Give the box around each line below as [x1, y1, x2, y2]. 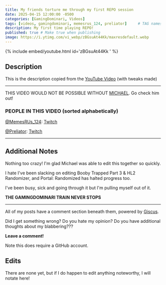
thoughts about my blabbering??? [5, 223, 73, 229]
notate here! [5, 275, 30, 281]
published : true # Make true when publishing [5, 30, 100, 35]
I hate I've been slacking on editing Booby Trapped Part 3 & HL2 [5, 170, 136, 176]
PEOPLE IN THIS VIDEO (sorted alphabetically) [5, 107, 119, 114]
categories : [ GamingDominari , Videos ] [5, 16, 85, 21]
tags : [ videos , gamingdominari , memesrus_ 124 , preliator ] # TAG [5, 21, 149, 26]
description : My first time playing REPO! [5, 26, 94, 31]
